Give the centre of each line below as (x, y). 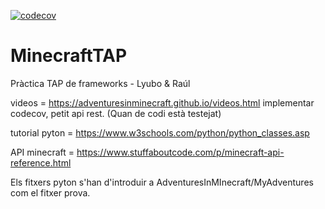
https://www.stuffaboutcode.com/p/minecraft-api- (180, 152)
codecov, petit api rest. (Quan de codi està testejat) (116, 113)
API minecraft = (42, 152)
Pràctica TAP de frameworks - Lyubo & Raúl (100, 83)
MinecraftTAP (69, 56)
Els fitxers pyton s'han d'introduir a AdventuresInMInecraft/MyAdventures (162, 182)
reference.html (41, 162)
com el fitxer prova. (50, 192)
